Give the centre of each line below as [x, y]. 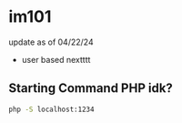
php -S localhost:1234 [51, 109]
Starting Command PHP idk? [91, 88]
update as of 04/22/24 [51, 42]
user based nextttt [56, 59]
